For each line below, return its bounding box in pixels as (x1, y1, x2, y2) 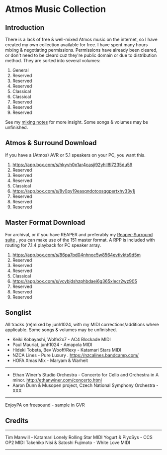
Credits (5, 416, 29, 425)
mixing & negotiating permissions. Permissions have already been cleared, (5, 47, 158, 53)
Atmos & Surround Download (5, 139, 97, 147)
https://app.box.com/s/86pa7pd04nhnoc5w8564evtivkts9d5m (12, 252, 141, 258)
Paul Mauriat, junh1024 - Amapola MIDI (12, 342, 93, 348)
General (12, 67, 29, 73)
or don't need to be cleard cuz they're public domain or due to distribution (5, 52, 157, 58)
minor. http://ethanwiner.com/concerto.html (12, 377, 102, 383)
